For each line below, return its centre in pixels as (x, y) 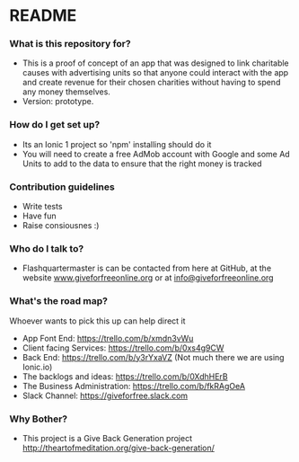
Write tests (42, 207)
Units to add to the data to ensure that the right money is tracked (142, 164)
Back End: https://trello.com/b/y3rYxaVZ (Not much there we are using (153, 357)
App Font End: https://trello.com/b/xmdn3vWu (108, 338)
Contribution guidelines (62, 187)
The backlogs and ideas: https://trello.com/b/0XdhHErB (125, 376)
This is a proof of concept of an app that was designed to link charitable (155, 63)
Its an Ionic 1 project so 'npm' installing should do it (117, 144)
